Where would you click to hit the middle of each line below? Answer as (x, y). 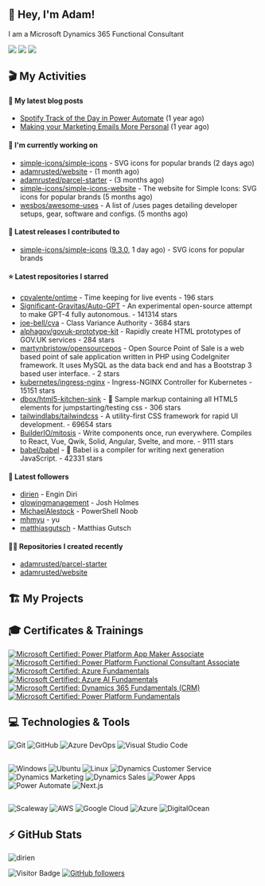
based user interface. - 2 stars (70, 374)
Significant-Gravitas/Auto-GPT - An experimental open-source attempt (136, 306)
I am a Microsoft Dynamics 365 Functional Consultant (96, 33)
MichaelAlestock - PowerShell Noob (79, 512)
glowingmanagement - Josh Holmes (79, 503)
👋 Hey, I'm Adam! (52, 15)
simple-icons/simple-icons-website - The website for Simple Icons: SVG (138, 188)
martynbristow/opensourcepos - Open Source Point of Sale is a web (132, 348)
